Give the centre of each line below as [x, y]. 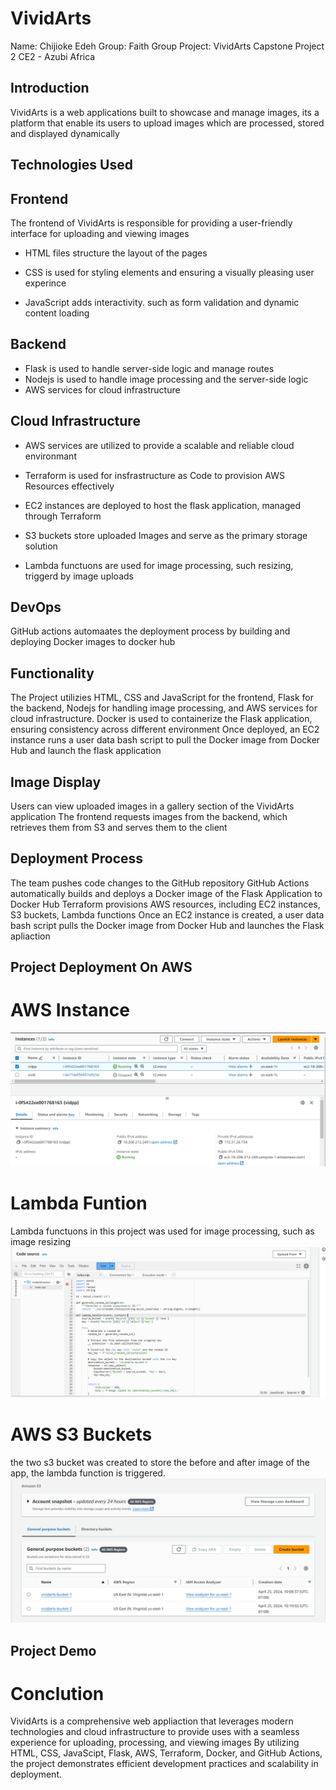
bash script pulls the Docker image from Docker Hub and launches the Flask [167, 925]
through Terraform [63, 516]
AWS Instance [70, 1010]
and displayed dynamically [65, 133]
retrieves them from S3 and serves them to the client [119, 828]
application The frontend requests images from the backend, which [149, 817]
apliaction [30, 936]
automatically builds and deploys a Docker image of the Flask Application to [166, 893]
